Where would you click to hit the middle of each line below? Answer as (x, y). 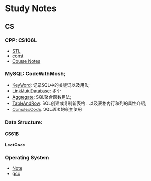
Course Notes (26, 61)
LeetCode (15, 145)
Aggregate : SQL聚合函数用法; (42, 97)
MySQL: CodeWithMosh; (35, 73)
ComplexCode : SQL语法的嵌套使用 (47, 109)
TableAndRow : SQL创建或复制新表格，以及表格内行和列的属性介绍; (79, 103)
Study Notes (31, 9)
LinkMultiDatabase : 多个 (36, 91)
